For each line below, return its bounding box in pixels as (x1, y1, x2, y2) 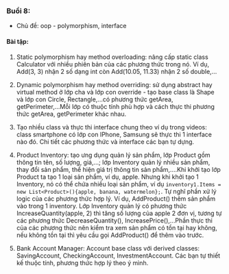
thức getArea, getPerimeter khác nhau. (16, 110, 127, 118)
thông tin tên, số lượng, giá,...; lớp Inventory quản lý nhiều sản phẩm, (16, 158, 210, 166)
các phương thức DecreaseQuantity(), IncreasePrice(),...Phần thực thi (16, 216, 213, 225)
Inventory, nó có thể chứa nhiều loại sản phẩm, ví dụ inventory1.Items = (16, 179, 221, 188)
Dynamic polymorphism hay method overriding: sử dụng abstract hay (16, 80, 213, 88)
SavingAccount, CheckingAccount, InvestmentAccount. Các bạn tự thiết (16, 251, 221, 260)
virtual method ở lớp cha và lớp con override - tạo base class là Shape (16, 88, 215, 96)
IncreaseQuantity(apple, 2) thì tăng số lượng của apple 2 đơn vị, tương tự (16, 209, 222, 217)
